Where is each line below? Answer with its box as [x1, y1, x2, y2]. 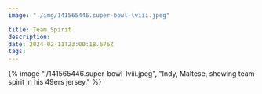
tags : [8, 48, 26, 56]
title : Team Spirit [8, 25, 72, 34]
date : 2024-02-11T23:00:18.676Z [8, 40, 114, 48]
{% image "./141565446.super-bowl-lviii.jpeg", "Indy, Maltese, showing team [8, 69, 255, 78]
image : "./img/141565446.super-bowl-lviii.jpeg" [8, 11, 170, 20]
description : [8, 33, 51, 41]
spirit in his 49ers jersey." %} [8, 78, 102, 87]
